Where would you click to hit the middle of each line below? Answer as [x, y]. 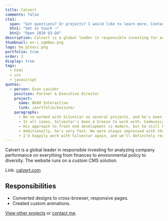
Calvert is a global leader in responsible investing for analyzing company [80, 150]
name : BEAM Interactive [43, 103]
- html [16, 71]
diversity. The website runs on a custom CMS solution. [61, 160]
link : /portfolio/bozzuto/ [46, 108]
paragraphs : [26, 113]
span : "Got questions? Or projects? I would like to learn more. [79, 24]
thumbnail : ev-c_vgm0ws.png [34, 43]
